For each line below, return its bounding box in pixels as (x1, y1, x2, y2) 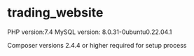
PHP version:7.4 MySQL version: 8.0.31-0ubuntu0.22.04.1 (7, 28, 172, 36)
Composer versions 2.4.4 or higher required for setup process (7, 41, 187, 49)
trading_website (7, 5, 104, 21)
